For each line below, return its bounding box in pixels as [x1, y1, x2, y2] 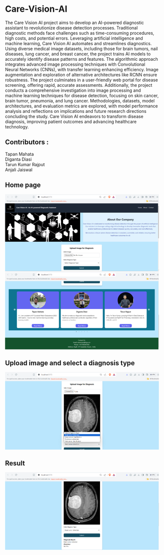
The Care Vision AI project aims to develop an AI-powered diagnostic [5, 20, 144, 25]
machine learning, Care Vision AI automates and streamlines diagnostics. [5, 40, 152, 46]
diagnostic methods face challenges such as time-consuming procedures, [5, 30, 155, 36]
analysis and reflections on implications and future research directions [5, 108, 146, 114]
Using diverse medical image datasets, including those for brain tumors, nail [5, 46, 158, 51]
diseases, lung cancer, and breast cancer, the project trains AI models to [5, 50, 151, 57]
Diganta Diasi [5, 156, 32, 162]
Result [5, 459, 25, 467]
